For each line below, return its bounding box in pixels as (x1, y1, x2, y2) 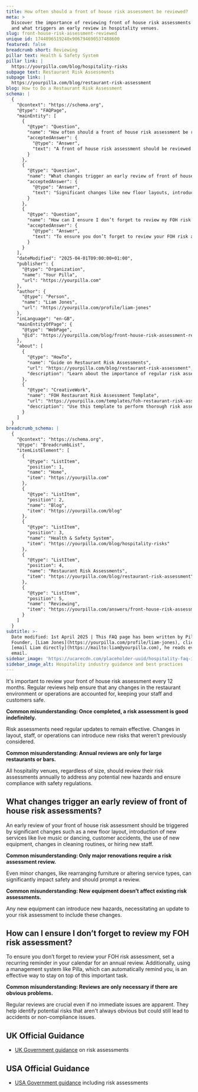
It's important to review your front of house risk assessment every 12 (6, 677, 173, 684)
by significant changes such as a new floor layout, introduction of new (6, 828, 177, 835)
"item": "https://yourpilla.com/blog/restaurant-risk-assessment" (27, 573, 194, 579)
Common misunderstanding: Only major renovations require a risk (6, 852, 172, 859)
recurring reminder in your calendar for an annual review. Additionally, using (6, 959, 190, 966)
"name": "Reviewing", (27, 601, 81, 607)
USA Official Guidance (6, 1063, 90, 1074)
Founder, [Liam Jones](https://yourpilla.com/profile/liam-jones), (11, 640, 181, 645)
